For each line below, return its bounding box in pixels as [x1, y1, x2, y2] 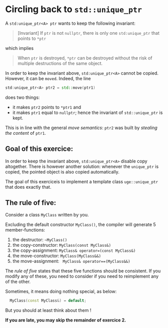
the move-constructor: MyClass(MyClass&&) [12, 253, 102, 259]
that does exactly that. [5, 184, 52, 190]
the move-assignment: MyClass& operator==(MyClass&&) [12, 258, 131, 264]
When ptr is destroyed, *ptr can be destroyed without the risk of [17, 54, 152, 61]
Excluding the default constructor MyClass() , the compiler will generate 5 [5, 222, 156, 228]
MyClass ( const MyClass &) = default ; [10, 298, 87, 303]
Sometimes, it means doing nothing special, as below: [5, 289, 117, 295]
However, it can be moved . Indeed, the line [5, 75, 91, 81]
